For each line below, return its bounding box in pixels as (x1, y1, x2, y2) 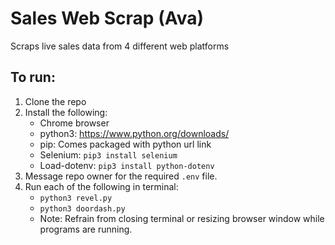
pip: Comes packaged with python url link (39, 138, 212, 150)
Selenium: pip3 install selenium (39, 148, 178, 161)
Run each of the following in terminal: (24, 180, 179, 192)
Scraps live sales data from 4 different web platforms (10, 40, 230, 52)
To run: (10, 69, 56, 86)
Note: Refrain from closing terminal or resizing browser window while (39, 212, 325, 224)
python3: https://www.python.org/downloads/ (39, 127, 230, 139)
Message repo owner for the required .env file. (24, 170, 218, 182)
